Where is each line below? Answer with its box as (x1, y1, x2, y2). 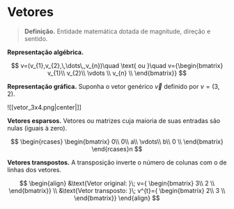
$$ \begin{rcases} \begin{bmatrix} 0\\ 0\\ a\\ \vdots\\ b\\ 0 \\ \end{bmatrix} (10, 137, 224, 146)
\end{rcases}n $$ (91, 144, 143, 153)
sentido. (24, 34, 48, 42)
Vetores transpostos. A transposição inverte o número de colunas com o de (7, 158, 227, 167)
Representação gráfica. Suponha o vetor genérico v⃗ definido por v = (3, (7, 82, 220, 90)
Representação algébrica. (7, 48, 84, 56)
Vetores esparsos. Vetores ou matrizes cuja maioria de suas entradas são (7, 116, 221, 125)
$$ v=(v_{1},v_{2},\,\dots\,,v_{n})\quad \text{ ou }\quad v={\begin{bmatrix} (10, 61, 224, 69)
